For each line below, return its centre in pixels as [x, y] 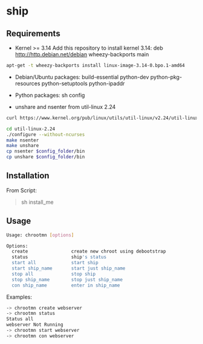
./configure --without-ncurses [46, 134]
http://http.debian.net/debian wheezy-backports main [82, 54]
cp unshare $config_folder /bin [46, 157]
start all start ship [55, 263]
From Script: [22, 190]
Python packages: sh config [50, 95]
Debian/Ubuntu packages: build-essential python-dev [82, 77]
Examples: [19, 297]
